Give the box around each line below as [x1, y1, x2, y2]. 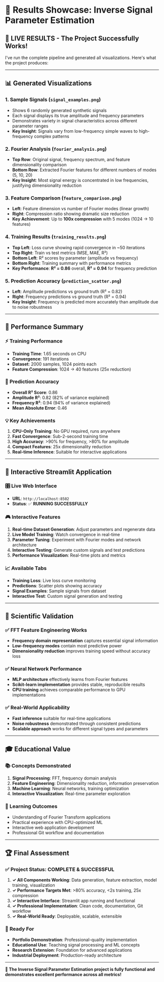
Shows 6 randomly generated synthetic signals [12, 107, 107, 113]
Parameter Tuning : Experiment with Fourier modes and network [12, 537, 142, 543]
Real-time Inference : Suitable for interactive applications [12, 449, 127, 455]
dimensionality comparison [12, 161, 67, 167]
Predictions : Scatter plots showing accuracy [12, 583, 102, 589]
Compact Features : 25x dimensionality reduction [12, 444, 111, 450]
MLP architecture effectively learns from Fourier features [12, 677, 128, 682]
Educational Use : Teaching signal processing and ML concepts [12, 942, 140, 948]
